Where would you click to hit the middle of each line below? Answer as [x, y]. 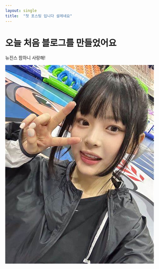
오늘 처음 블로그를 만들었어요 [61, 43]
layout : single [21, 11]
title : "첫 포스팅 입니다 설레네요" [39, 16]
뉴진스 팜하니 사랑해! [25, 58]
